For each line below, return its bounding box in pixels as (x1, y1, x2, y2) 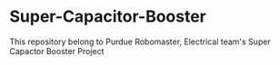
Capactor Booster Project (9, 45, 105, 56)
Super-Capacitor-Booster (9, 6, 207, 27)
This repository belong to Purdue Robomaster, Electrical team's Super (9, 36, 271, 47)
